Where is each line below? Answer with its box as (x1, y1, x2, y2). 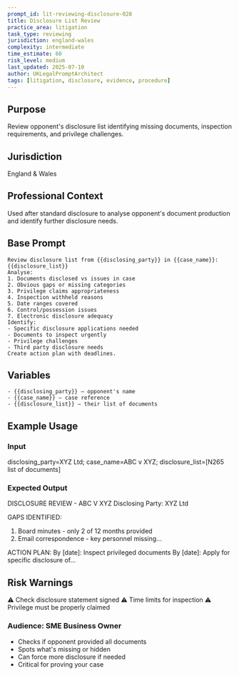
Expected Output (7, 483, 68, 493)
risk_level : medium (7, 57, 66, 64)
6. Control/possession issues (7, 306, 98, 313)
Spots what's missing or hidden (17, 645, 111, 653)
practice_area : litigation (7, 24, 88, 31)
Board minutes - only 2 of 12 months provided (17, 527, 153, 535)
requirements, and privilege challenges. (7, 130, 124, 138)
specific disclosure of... (7, 556, 76, 565)
